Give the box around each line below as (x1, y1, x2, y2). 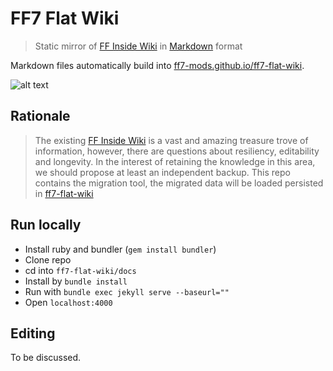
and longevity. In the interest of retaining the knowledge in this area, (34, 155, 316, 167)
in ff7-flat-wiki (34, 187, 94, 199)
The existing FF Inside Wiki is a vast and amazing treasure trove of (34, 134, 309, 146)
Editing (10, 325, 56, 342)
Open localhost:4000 (24, 296, 113, 308)
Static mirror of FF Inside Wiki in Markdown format (34, 40, 243, 52)
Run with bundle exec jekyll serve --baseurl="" (24, 285, 230, 297)
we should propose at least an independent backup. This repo (34, 166, 291, 178)
